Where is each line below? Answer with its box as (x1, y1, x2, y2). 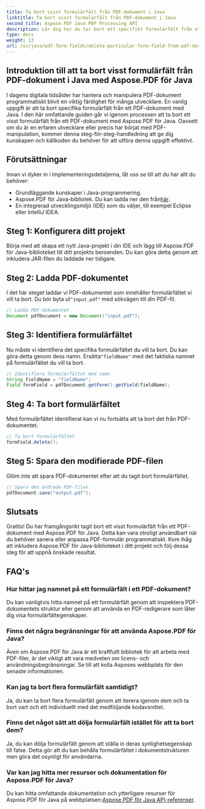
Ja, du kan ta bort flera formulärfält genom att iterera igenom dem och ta (6, 697, 189, 704)
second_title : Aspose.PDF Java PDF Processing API (6, 20, 138, 26)
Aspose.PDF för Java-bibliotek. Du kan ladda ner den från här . (15, 195, 170, 203)
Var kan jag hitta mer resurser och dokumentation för (6, 768, 167, 777)
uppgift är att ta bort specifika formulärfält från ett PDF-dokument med (6, 104, 184, 112)
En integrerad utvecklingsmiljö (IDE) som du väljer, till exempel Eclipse (15, 202, 192, 209)
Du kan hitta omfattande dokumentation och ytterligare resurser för (6, 789, 176, 797)
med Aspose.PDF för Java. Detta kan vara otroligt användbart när (33, 529, 198, 537)
